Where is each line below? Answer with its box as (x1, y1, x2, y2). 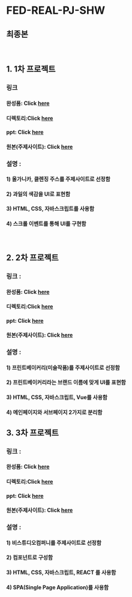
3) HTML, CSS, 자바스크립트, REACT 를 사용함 (6, 568, 116, 576)
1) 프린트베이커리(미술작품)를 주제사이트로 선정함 (6, 364, 120, 371)
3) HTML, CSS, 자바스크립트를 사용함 (6, 205, 95, 212)
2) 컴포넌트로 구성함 (6, 554, 53, 561)
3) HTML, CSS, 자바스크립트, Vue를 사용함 (6, 394, 108, 401)
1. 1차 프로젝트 (6, 64, 56, 74)
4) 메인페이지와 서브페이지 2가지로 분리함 (6, 409, 103, 416)
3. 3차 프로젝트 (6, 427, 59, 438)
